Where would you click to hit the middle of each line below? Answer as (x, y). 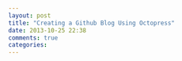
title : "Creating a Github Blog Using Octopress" (92, 23)
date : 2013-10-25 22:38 (47, 30)
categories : (28, 45)
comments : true (33, 38)
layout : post (30, 15)
